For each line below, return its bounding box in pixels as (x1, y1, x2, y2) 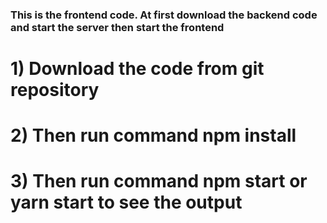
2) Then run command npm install (10, 124, 297, 147)
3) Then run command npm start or (10, 170, 308, 193)
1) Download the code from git (10, 58, 265, 80)
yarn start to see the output (10, 191, 243, 214)
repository (10, 79, 100, 102)
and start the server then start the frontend (10, 20, 225, 34)
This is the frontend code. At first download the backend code (10, 8, 318, 22)
